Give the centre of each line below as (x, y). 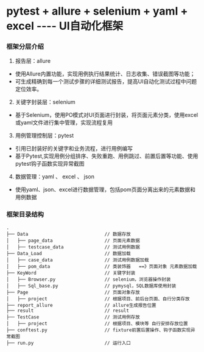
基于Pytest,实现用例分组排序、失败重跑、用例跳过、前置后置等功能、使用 (107, 156)
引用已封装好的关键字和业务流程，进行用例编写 (74, 149)
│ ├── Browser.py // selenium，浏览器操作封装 (89, 279)
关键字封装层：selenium (45, 102)
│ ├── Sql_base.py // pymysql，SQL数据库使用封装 (91, 286)
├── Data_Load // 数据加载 (69, 253)
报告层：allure (33, 61)
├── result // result (68, 311)
